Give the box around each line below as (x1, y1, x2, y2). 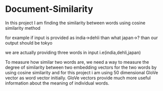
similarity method (5, 25, 41, 31)
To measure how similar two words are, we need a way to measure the (5, 59, 150, 65)
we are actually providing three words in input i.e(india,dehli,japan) (5, 49, 141, 55)
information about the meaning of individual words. (5, 80, 109, 86)
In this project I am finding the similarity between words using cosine (5, 20, 146, 26)
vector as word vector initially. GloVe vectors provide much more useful (5, 75, 151, 81)
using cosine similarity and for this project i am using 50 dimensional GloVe (5, 69, 159, 75)
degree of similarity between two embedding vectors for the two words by (5, 64, 157, 70)
